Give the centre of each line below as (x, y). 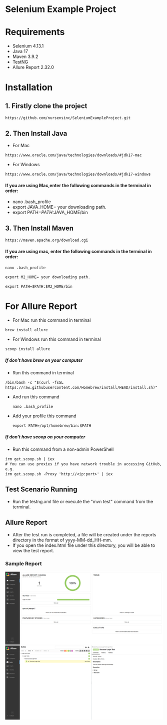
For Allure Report (41, 306)
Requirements (35, 32)
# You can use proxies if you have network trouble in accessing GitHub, (84, 464)
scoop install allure (28, 349)
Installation (29, 87)
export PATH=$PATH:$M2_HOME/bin (39, 287)
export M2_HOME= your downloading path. (48, 277)
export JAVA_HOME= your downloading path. (59, 207)
